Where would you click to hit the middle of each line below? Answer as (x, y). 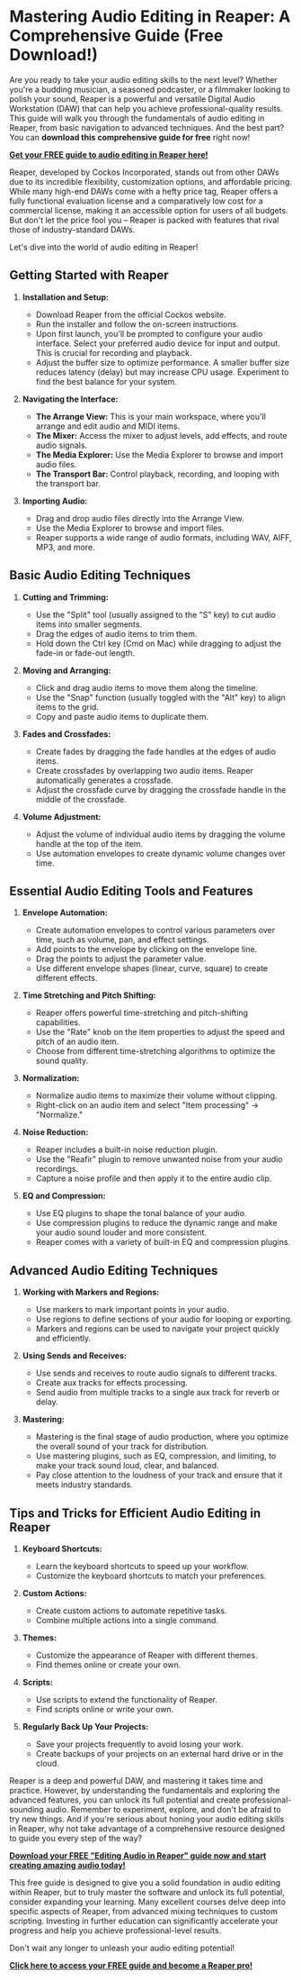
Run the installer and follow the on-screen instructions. (137, 324)
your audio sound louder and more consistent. (121, 1232)
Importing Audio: (55, 501)
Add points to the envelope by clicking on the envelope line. (146, 949)
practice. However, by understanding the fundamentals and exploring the (145, 1790)
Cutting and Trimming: (66, 597)
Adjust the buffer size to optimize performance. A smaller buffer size (163, 362)
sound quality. (62, 1061)
